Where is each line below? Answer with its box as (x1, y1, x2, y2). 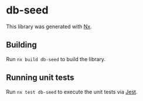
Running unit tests (6, 73, 74, 83)
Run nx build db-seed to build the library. (6, 55, 106, 62)
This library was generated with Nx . (6, 23, 92, 30)
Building (6, 40, 37, 50)
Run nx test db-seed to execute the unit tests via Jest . (6, 88, 138, 95)
